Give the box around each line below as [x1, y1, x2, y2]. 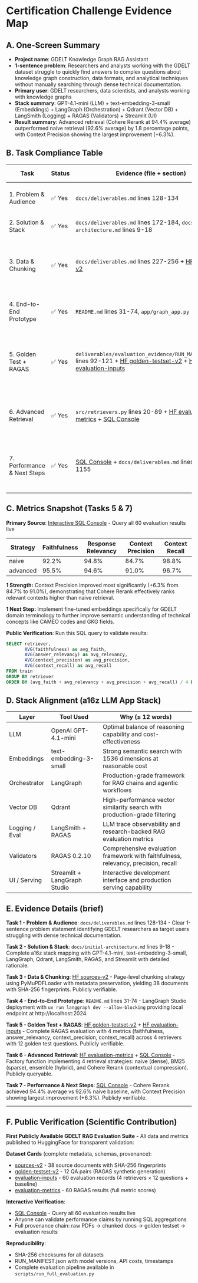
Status [51, 169, 70, 177]
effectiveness [103, 738, 140, 746]
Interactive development [103, 869, 170, 877]
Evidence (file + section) [115, 169, 187, 177]
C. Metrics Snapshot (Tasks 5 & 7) [6, 504, 133, 514]
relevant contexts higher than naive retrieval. [6, 594, 115, 601]
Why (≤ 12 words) [120, 713, 172, 721]
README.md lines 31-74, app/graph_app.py [75, 307, 190, 315]
